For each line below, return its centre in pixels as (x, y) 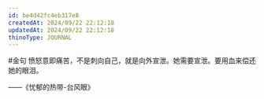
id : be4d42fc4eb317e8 (44, 15)
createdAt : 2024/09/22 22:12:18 (61, 23)
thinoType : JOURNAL (40, 37)
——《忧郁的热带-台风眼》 (51, 87)
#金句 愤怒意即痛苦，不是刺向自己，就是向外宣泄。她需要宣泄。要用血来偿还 (132, 60)
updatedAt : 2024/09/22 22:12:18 (61, 30)
